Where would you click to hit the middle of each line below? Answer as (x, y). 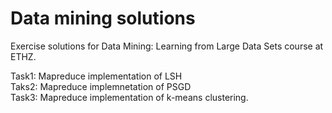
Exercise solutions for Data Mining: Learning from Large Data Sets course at (167, 46)
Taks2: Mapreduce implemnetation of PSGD (101, 86)
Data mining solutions (103, 18)
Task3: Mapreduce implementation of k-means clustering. (129, 97)
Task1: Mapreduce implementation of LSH (96, 76)
